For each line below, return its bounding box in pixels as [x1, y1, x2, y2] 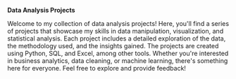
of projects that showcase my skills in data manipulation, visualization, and [7, 27, 224, 35]
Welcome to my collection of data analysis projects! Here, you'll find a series [7, 20, 230, 27]
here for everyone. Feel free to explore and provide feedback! [7, 64, 187, 72]
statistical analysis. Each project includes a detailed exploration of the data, [7, 34, 226, 43]
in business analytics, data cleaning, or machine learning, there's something [7, 57, 228, 65]
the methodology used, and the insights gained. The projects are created [7, 42, 219, 50]
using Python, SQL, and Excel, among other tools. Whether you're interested [7, 49, 229, 57]
